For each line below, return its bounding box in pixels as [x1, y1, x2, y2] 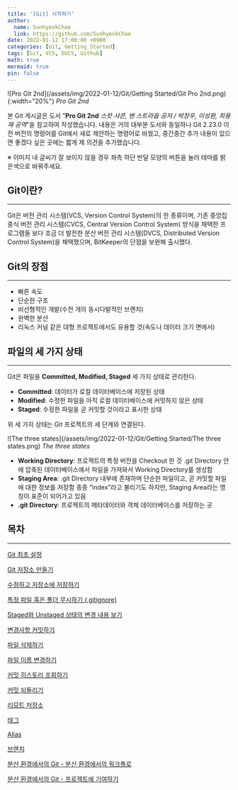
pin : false [7, 69, 40, 77]
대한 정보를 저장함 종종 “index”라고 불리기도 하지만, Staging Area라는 [25, 483, 218, 491]
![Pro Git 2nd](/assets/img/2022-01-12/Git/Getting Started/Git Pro [7, 89, 198, 98]
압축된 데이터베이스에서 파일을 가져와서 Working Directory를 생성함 [25, 465, 213, 473]
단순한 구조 [17, 296, 49, 305]
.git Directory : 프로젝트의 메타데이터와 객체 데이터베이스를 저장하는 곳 [17, 500, 212, 509]
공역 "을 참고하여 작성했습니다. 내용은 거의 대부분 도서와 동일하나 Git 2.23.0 [14, 120, 222, 128]
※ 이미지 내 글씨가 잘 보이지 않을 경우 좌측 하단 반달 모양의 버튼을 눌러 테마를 [7, 153, 219, 162]
